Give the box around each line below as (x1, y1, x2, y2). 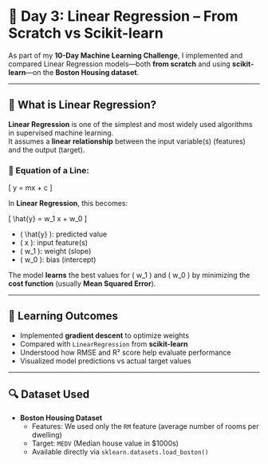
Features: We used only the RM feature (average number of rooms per (31, 421, 259, 430)
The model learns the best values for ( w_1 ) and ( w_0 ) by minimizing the (8, 271, 250, 280)
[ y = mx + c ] (8, 183, 53, 192)
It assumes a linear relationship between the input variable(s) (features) (8, 136, 246, 146)
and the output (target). (8, 145, 85, 154)
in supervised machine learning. (8, 128, 114, 137)
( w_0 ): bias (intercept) (19, 255, 97, 264)
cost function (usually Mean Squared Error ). (8, 279, 156, 288)
